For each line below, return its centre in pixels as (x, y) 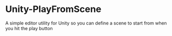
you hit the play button (29, 28)
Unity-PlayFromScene (53, 9)
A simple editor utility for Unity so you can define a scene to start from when (86, 23)
